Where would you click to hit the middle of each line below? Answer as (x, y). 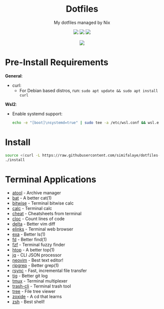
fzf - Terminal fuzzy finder (39, 245)
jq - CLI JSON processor (37, 255)
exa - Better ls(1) (29, 234)
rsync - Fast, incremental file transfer (49, 271)
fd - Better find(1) (30, 240)
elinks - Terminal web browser (43, 229)
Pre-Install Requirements (57, 62)
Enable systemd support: (37, 114)
